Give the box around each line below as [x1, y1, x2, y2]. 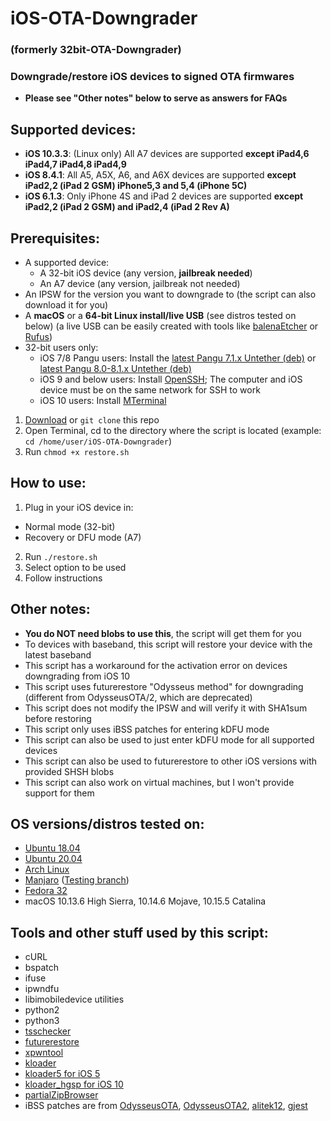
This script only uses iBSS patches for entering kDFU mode [24, 723, 270, 735]
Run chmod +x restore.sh [24, 446, 130, 458]
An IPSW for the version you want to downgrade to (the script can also [24, 288, 317, 301]
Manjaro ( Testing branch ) [24, 874, 130, 886]
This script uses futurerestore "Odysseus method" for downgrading [24, 680, 304, 692]
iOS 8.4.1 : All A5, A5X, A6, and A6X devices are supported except [24, 169, 297, 181]
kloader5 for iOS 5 [24, 1068, 101, 1080]
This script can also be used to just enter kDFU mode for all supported [24, 733, 315, 746]
